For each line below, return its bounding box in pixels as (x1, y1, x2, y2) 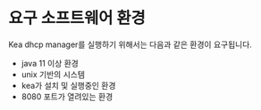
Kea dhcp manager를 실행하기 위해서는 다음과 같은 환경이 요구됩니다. (8, 39, 252, 50)
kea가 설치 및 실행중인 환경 (21, 80, 116, 90)
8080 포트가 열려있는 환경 (21, 90, 114, 102)
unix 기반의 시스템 (21, 68, 86, 80)
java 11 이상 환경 (21, 58, 80, 68)
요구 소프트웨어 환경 (8, 8, 147, 28)
